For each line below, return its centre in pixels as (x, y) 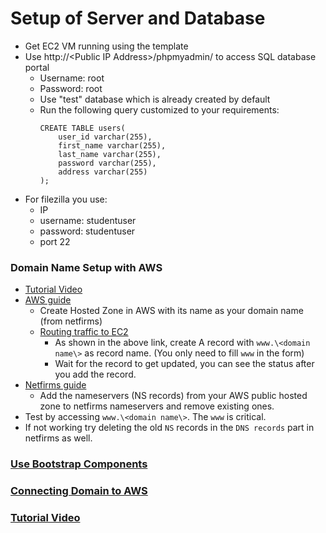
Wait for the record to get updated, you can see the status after (184, 364)
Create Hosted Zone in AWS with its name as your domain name (171, 311)
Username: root (72, 78)
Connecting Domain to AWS (79, 491)
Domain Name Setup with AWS (86, 267)
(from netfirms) (71, 321)
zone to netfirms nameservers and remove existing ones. (157, 406)
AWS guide (48, 300)
